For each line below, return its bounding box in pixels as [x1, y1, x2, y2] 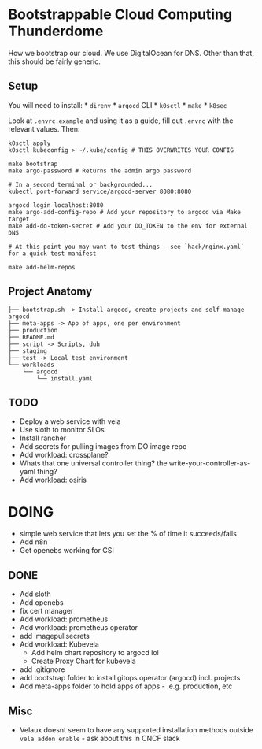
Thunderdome [8, 22, 104, 40]
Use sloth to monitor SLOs [19, 425, 105, 435]
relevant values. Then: [8, 124, 80, 133]
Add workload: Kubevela [19, 640, 100, 649]
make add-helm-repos [8, 263, 76, 271]
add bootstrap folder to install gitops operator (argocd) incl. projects [19, 673, 241, 683]
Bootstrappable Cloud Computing [8, 6, 233, 24]
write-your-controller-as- [168, 458, 251, 468]
